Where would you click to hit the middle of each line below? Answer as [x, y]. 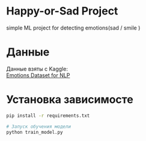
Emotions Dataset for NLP [38, 75]
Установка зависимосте [70, 100]
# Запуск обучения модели [38, 127]
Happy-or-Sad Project [62, 11]
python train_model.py [35, 132]
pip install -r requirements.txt [48, 116]
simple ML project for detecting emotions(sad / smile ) [73, 28]
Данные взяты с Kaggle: [37, 69]
